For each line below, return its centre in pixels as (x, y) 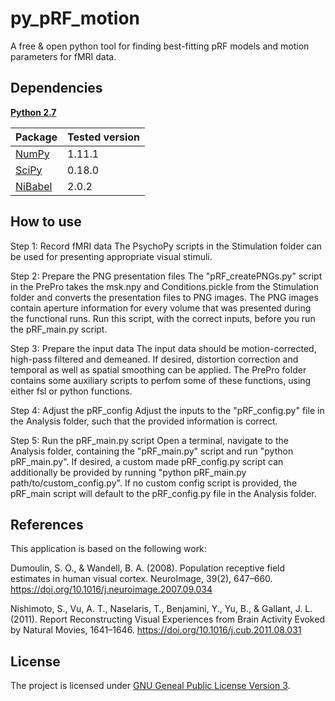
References (47, 524)
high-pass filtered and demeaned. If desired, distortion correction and (154, 359)
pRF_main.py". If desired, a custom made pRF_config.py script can (147, 461)
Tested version (104, 137)
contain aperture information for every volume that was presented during (161, 308)
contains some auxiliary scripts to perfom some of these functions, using (161, 380)
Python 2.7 (33, 112)
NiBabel (34, 186)
